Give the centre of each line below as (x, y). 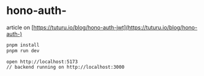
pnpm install (23, 45)
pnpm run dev (23, 50)
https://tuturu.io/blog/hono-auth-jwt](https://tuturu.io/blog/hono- (115, 27)
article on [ (20, 27)
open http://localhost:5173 (42, 61)
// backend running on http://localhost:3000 (65, 67)
